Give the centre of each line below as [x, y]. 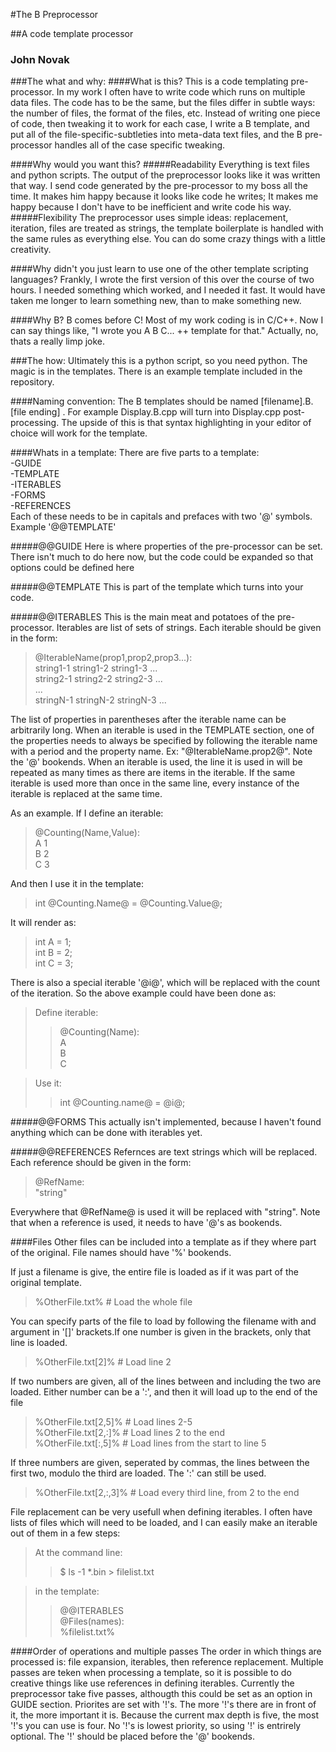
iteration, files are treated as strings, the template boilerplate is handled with [167, 228]
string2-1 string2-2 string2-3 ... [98, 679]
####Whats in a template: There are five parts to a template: [135, 453]
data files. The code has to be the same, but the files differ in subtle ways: [163, 103]
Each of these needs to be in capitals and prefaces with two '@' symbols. [161, 516]
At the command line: [78, 1553]
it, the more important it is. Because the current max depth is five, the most [164, 1715]
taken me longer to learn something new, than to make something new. [156, 301]
